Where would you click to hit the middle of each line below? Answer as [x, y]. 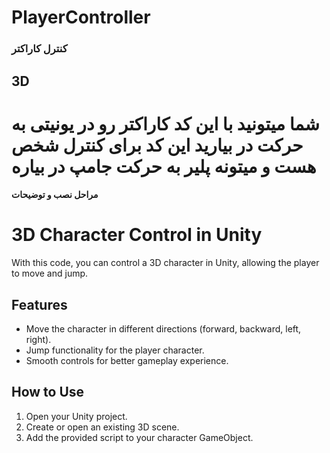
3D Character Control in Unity [137, 235]
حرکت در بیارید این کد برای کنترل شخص [157, 145]
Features [39, 304]
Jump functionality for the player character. [115, 350]
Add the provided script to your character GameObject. [139, 437]
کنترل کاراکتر [39, 49]
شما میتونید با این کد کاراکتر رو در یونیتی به [165, 123]
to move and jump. [50, 273]
